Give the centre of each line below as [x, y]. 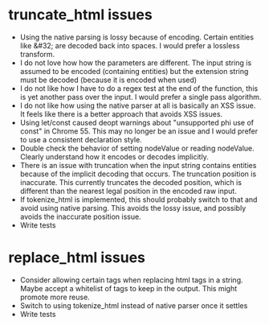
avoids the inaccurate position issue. [81, 216]
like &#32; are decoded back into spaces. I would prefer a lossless [130, 45]
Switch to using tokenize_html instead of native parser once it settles [134, 305]
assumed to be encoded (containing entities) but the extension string [134, 71]
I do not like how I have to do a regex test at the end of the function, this [139, 88]
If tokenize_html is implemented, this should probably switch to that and [139, 200]
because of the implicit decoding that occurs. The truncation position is [138, 174]
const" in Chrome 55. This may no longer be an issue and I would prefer [139, 131]
